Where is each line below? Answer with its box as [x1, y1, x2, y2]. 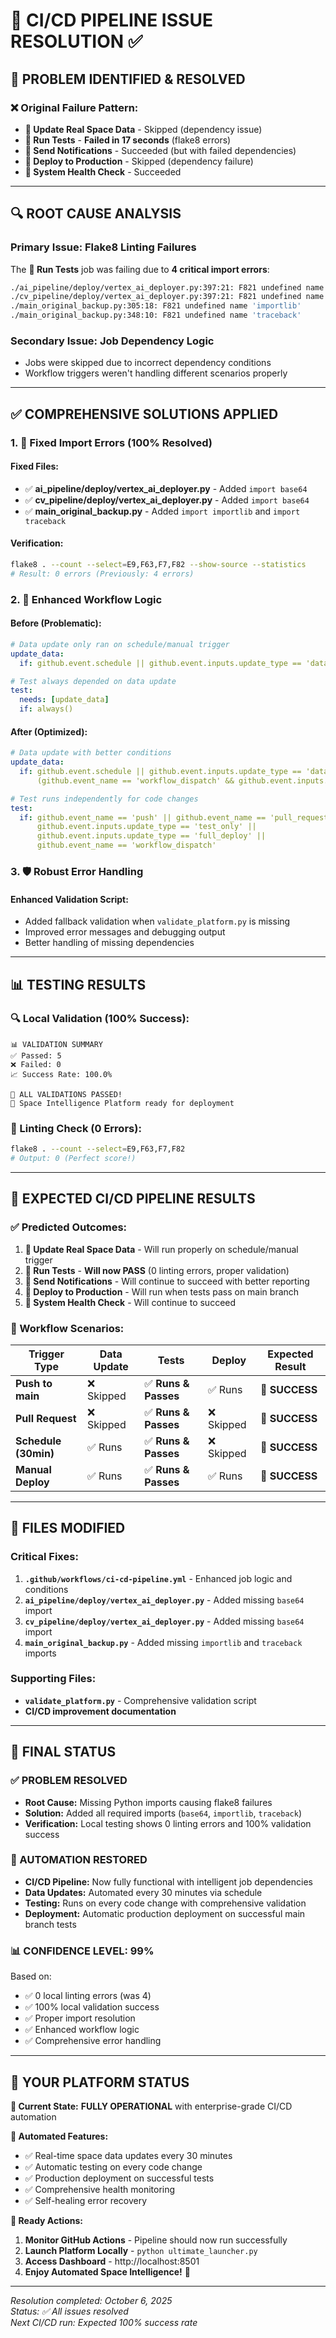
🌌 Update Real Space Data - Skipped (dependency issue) [24, 123, 263, 135]
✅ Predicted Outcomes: [10, 1220, 128, 1234]
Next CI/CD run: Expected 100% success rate [10, 2316, 198, 2328]
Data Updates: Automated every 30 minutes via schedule [24, 1886, 263, 1898]
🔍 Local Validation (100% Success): [10, 1012, 190, 1026]
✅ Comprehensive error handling [24, 2035, 162, 2047]
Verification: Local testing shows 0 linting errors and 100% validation [24, 1817, 312, 1829]
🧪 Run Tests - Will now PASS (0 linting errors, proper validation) [24, 1264, 290, 1276]
